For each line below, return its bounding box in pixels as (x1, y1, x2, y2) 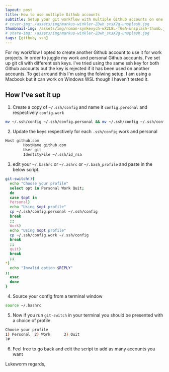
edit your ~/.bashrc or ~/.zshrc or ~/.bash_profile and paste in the (12, 161, 152, 167)
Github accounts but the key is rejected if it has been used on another (5, 65, 150, 71)
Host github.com (5, 138, 39, 143)
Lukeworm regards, (5, 361, 46, 367)
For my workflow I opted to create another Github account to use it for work (5, 49, 162, 55)
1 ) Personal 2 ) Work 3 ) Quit (5, 332, 80, 337)
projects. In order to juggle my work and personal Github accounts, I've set (5, 54, 160, 60)
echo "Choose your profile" (10, 181, 69, 186)
